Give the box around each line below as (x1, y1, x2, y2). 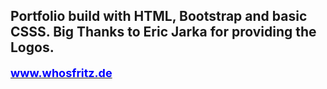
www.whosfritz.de (10, 65, 113, 80)
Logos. (10, 39, 55, 56)
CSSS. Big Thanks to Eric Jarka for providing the (10, 24, 317, 41)
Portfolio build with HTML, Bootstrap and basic (10, 8, 308, 25)
